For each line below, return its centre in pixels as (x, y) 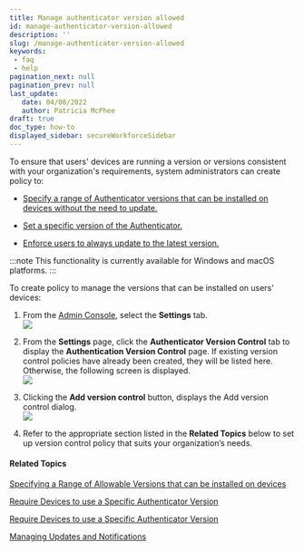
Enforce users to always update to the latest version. (121, 243)
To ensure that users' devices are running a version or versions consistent (148, 161)
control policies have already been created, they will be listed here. (148, 361)
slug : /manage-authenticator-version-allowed (97, 43)
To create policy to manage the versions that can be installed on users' (142, 287)
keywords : (28, 52)
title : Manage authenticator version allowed (97, 18)
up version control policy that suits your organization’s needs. (137, 443)
